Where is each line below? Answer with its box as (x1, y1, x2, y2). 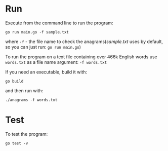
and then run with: (5, 87, 44, 94)
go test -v (5, 140, 28, 146)
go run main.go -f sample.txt (5, 29, 69, 34)
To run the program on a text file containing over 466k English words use (5, 54, 158, 60)
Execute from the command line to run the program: (5, 20, 113, 26)
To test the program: (5, 131, 48, 137)
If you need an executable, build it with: (5, 69, 88, 75)
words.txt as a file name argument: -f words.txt (5, 59, 107, 65)
